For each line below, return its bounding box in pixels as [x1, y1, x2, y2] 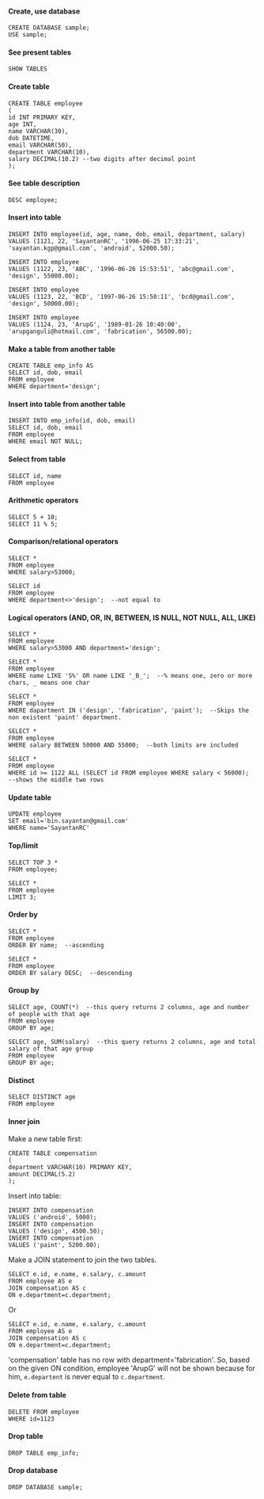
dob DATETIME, [8, 134, 55, 142]
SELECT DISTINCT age [8, 1093, 77, 1101]
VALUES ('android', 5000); [8, 1214, 97, 1222]
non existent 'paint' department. [8, 713, 123, 721]
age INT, [8, 120, 37, 128]
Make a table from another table [8, 344, 116, 354]
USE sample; [8, 31, 47, 39]
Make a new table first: [8, 1134, 83, 1144]
